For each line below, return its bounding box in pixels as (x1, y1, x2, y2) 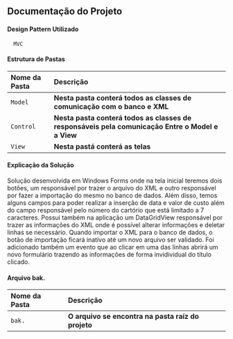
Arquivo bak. (7, 274, 46, 282)
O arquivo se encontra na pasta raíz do (68, 312, 200, 322)
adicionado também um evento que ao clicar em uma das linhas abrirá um (7, 243, 218, 251)
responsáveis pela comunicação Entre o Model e (53, 122, 218, 131)
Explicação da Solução (7, 161, 74, 169)
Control (10, 122, 36, 131)
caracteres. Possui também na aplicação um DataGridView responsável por (7, 213, 223, 222)
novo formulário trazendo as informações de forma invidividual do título (7, 250, 212, 258)
